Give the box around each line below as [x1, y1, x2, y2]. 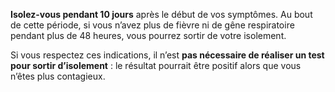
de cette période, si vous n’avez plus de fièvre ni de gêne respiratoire [10, 19, 295, 31]
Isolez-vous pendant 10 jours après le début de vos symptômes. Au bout [10, 9, 313, 20]
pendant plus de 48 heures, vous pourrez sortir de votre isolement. [10, 30, 287, 41]
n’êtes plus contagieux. [10, 70, 106, 82]
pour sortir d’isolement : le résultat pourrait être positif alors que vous [10, 60, 302, 71]
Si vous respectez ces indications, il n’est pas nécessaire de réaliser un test [10, 49, 325, 61]
